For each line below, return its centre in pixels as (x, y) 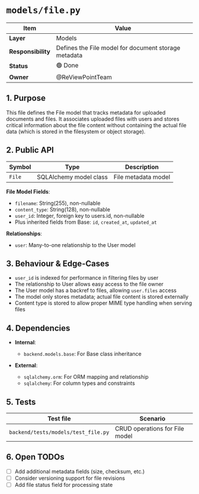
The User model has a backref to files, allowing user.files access (95, 290)
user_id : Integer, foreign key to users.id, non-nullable (80, 216)
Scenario (153, 419)
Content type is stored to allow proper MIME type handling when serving (103, 303)
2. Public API (30, 150)
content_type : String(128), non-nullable (62, 209)
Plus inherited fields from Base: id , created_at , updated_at (86, 222)
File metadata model (142, 177)
